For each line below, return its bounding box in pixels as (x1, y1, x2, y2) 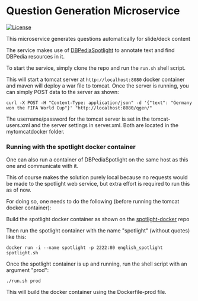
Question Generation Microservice (6, 4, 180, 18)
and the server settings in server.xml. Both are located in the (31, 121, 179, 128)
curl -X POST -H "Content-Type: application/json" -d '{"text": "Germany (6, 99, 193, 106)
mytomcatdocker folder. (6, 128, 65, 135)
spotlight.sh (6, 250, 39, 256)
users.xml (6, 121, 30, 128)
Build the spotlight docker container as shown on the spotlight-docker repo (6, 216, 190, 223)
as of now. (6, 186, 31, 193)
